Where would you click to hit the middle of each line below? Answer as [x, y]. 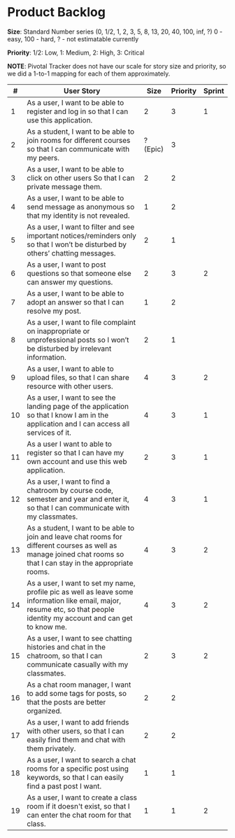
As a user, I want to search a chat [81, 760]
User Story [82, 90]
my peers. [43, 158]
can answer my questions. [70, 282]
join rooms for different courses [79, 140]
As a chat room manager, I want [79, 685]
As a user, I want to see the [71, 398]
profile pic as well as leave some [80, 592]
